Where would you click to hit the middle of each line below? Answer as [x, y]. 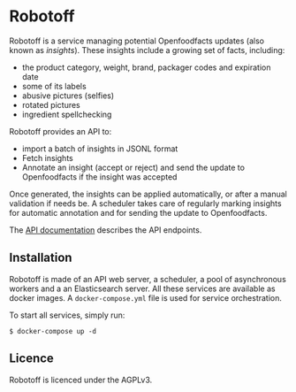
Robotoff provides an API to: [61, 131]
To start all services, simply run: [67, 315]
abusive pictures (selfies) [68, 96]
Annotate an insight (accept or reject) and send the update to [133, 167]
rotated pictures [51, 104]
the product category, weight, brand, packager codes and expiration [146, 67]
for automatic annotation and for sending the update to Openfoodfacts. [138, 212]
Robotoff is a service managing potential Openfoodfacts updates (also [137, 41]
